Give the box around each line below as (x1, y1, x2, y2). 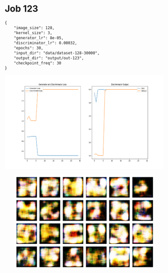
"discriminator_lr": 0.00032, (14, 40, 78, 45)
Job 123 (5, 3, 38, 15)
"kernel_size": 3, (14, 30, 52, 35)
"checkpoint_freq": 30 (14, 60, 62, 65)
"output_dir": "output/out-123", (14, 55, 84, 60)
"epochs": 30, (14, 45, 43, 50)
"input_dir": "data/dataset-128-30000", (14, 50, 100, 55)
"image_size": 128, (14, 25, 55, 30)
